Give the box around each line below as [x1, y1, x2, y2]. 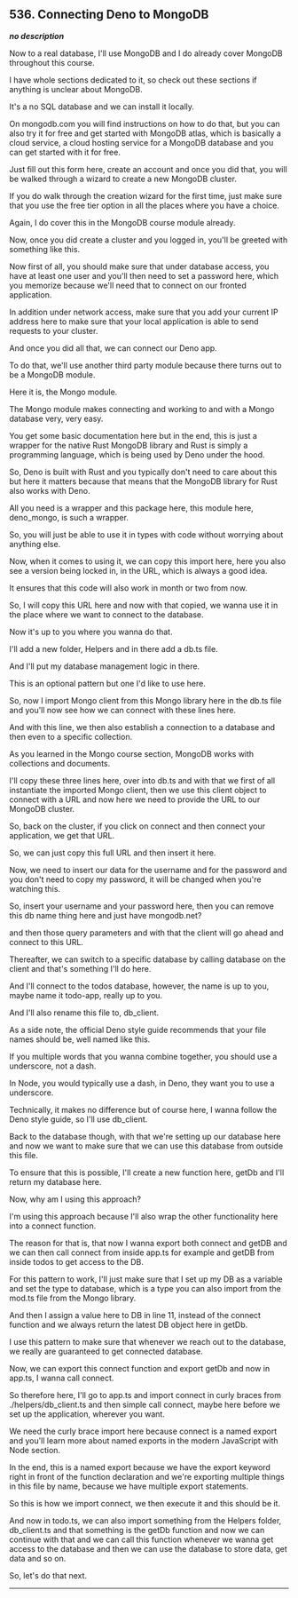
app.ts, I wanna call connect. [9, 1372, 114, 1383]
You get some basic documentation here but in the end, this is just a [9, 430, 257, 441]
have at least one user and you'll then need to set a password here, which [9, 270, 279, 281]
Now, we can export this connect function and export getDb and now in [9, 1363, 271, 1373]
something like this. [9, 243, 81, 254]
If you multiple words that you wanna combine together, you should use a [9, 1051, 278, 1061]
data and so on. [9, 1553, 67, 1563]
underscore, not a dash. [9, 1061, 97, 1071]
